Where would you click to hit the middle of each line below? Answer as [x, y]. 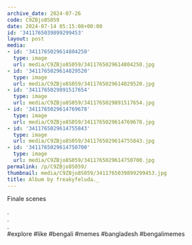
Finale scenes [27, 199]
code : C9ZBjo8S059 [33, 20]
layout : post [26, 39]
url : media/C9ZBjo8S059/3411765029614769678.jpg [84, 122]
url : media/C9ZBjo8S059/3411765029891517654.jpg [84, 103]
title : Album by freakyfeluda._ [53, 179]
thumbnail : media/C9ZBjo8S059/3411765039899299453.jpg [87, 173]
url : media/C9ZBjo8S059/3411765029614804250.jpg [84, 65]
